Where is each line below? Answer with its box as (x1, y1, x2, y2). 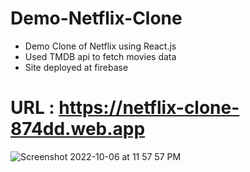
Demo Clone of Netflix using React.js (24, 40, 177, 52)
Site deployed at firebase (24, 61, 129, 73)
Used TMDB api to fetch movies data (24, 50, 177, 62)
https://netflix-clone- (58, 97, 240, 119)
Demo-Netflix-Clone (10, 7, 183, 30)
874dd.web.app (10, 118, 146, 141)
